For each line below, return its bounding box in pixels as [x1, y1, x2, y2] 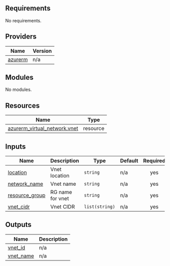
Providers [5, 32, 37, 41]
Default [120, 157, 139, 164]
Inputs [5, 142, 26, 151]
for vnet [50, 195, 69, 202]
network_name [8, 180, 44, 187]
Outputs [5, 220, 32, 229]
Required [143, 157, 165, 164]
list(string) [83, 204, 115, 210]
